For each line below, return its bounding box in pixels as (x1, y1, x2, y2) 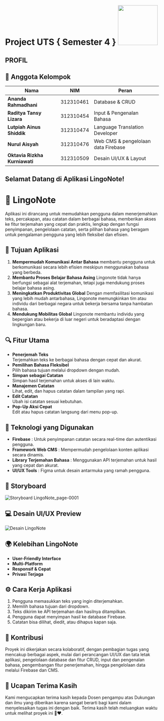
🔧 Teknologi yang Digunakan (5, 423, 94, 431)
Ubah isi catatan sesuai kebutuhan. (12, 399, 83, 404)
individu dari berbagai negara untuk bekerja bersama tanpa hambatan (12, 300, 153, 306)
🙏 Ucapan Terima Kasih (5, 681, 77, 690)
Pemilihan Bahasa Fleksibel (12, 362, 69, 368)
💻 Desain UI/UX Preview (5, 509, 82, 518)
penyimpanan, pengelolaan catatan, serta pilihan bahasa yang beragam (5, 226, 149, 232)
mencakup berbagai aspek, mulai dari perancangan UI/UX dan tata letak (5, 652, 150, 658)
